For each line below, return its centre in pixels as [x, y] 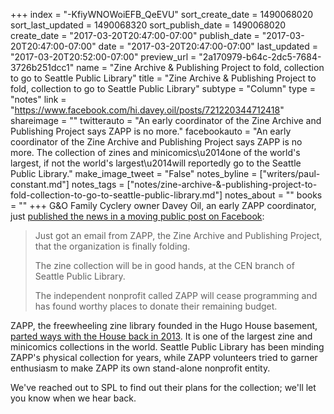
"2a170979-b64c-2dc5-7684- [260, 57]
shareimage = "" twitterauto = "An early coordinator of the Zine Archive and [166, 120]
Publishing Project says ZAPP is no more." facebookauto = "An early [151, 131]
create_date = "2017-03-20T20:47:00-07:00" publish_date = [135, 35]
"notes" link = [38, 99]
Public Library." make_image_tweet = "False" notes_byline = [134, 173]
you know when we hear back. [73, 398]
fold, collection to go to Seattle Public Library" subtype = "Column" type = [163, 88]
